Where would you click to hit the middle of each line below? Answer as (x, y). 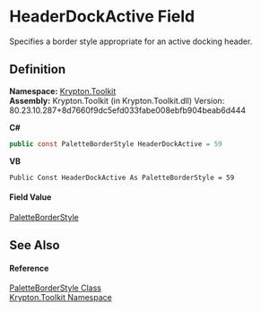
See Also (35, 245)
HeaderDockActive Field (102, 17)
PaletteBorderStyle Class (55, 288)
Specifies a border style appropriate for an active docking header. (131, 41)
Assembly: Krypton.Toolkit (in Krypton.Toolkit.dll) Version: (117, 100)
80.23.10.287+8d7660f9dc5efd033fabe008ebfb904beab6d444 (128, 110)
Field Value (30, 197)
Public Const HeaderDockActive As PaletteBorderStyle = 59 (122, 177)
